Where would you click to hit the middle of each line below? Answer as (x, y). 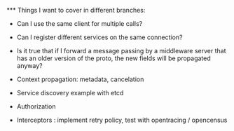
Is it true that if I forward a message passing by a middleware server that (121, 51)
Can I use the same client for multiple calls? (80, 23)
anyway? (29, 65)
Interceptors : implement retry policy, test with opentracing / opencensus (122, 120)
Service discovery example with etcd (70, 93)
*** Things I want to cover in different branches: (76, 10)
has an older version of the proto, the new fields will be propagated (113, 58)
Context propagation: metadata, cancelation (80, 79)
